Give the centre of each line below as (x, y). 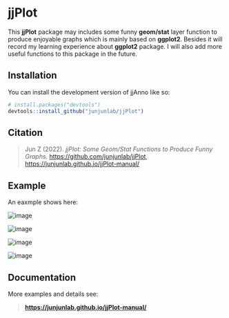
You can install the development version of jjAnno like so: (89, 92)
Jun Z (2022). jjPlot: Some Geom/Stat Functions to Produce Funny (119, 149)
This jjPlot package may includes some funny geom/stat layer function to (113, 32)
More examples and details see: (53, 294)
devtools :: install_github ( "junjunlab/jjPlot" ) (76, 111)
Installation (32, 76)
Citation (26, 132)
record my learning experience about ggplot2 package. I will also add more (115, 46)
